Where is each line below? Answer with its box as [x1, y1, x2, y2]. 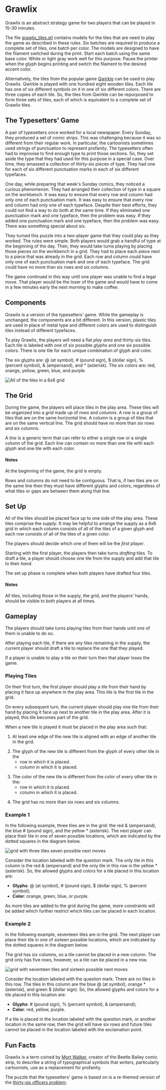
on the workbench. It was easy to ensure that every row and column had [5, 191, 153, 197]
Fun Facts [5, 1041, 36, 1049]
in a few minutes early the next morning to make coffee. [5, 284, 119, 290]
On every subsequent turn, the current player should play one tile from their [5, 704, 159, 710]
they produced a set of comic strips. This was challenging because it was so [5, 134, 161, 140]
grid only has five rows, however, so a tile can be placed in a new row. [5, 957, 148, 963]
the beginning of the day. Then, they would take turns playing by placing [5, 243, 153, 249]
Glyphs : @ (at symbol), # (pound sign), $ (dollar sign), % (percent [12, 883, 147, 888]
